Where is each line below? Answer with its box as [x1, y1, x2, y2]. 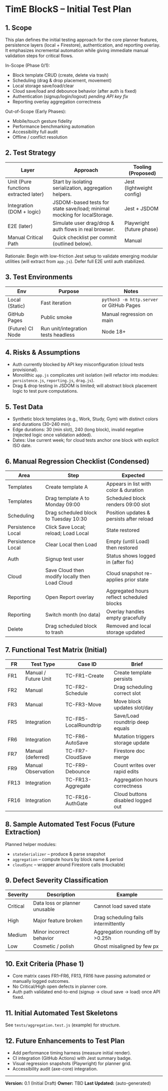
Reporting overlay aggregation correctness [12, 99, 101, 105]
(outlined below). [52, 240, 92, 247]
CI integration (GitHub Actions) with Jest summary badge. [12, 1055, 132, 1061]
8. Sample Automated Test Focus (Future [5, 820, 135, 829]
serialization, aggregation [52, 184, 112, 191]
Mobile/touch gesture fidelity [12, 118, 72, 124]
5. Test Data [5, 402, 43, 411]
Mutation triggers [113, 733, 154, 740]
